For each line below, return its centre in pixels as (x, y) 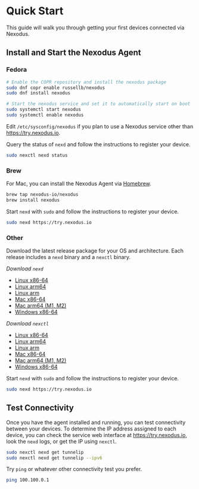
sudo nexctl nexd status (37, 155)
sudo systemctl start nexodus (44, 110)
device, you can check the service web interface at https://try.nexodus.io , (97, 435)
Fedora (17, 70)
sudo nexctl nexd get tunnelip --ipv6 (54, 458)
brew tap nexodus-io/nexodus (42, 195)
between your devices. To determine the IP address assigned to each (91, 429)
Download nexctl (27, 323)
